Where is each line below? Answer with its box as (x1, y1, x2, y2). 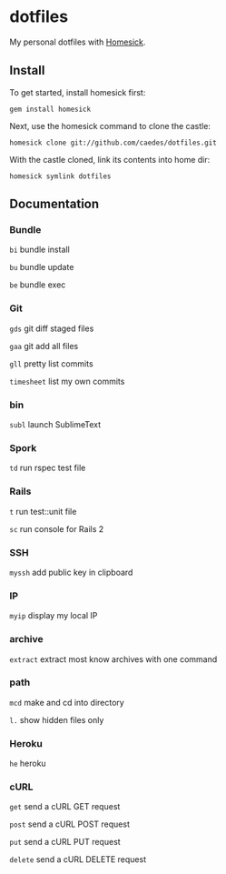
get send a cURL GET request (9, 801, 121, 812)
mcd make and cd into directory (9, 697, 124, 708)
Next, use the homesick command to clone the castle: (9, 120, 211, 131)
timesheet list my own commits (9, 376, 125, 387)
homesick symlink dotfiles (9, 171, 112, 181)
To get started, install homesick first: (9, 86, 146, 97)
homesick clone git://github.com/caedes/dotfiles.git (9, 138, 218, 147)
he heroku (9, 758, 47, 769)
